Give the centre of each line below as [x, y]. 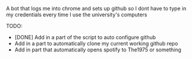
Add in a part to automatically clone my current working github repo [96, 44]
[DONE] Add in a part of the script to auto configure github [85, 37]
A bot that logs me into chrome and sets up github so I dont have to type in [96, 8]
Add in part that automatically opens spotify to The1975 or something [98, 50]
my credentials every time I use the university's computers [77, 15]
